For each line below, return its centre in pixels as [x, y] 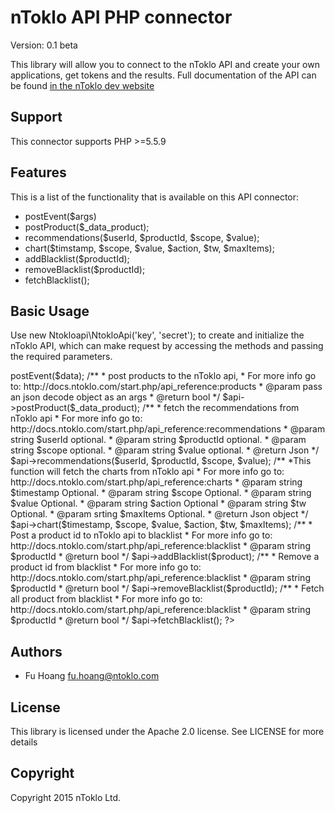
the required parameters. [61, 357]
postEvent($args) [60, 216]
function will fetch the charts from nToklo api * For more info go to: [147, 472]
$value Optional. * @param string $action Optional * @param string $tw [158, 503]
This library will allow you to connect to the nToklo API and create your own [165, 64]
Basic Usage [50, 311]
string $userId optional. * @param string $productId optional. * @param [158, 440]
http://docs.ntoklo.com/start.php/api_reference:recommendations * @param [168, 429]
